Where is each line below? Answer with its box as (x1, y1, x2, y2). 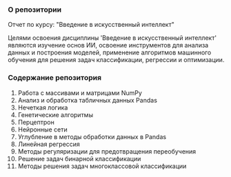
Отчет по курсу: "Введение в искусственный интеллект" (8, 21, 174, 29)
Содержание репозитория (8, 73, 102, 83)
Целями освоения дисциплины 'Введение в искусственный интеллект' (8, 34, 217, 42)
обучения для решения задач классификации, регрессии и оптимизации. (8, 56, 225, 64)
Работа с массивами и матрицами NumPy (17, 88, 142, 97)
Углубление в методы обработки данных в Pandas (17, 132, 167, 140)
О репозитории (8, 5, 61, 14)
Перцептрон (17, 118, 54, 126)
